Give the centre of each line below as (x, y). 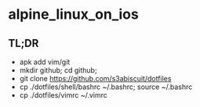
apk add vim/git (45, 62)
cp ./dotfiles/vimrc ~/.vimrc (63, 95)
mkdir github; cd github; (58, 70)
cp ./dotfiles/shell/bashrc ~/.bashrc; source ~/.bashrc (106, 87)
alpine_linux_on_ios (73, 14)
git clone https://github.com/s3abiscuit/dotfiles (95, 78)
